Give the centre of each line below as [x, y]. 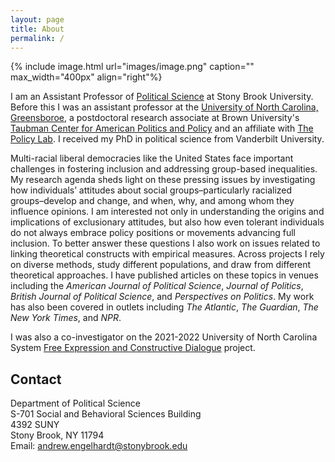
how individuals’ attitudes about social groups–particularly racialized [151, 190]
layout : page [37, 19]
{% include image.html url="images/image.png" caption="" [132, 67]
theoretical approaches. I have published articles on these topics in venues [164, 275]
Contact [36, 379]
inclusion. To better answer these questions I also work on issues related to [165, 243]
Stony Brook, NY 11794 [57, 435]
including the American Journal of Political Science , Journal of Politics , [157, 286]
